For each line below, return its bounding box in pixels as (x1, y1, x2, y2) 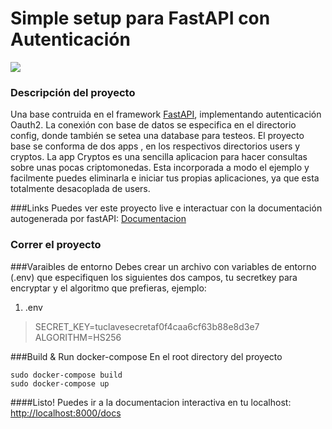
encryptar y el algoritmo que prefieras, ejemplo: (10, 282, 207, 294)
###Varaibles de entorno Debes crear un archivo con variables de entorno (10, 260, 317, 272)
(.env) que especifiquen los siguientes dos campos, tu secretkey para (10, 271, 298, 283)
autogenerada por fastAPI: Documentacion (10, 213, 187, 225)
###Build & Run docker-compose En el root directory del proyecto (10, 350, 283, 362)
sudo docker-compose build (10, 370, 123, 380)
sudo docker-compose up (10, 378, 110, 389)
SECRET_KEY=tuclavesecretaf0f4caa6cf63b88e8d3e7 (34, 320, 260, 332)
